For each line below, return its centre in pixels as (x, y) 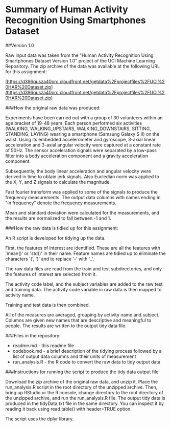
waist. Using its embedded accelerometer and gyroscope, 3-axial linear (80, 139)
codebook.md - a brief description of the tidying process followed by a (87, 351)
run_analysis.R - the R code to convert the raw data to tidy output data (87, 361)
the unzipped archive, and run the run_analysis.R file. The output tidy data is (85, 398)
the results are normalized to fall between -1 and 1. (58, 218)
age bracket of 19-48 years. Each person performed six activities (74, 123)
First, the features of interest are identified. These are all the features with (83, 248)
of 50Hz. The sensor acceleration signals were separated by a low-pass (81, 150)
